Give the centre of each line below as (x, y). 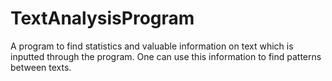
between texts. (41, 67)
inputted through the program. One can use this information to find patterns (166, 56)
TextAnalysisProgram (102, 18)
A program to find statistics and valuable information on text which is (152, 46)
